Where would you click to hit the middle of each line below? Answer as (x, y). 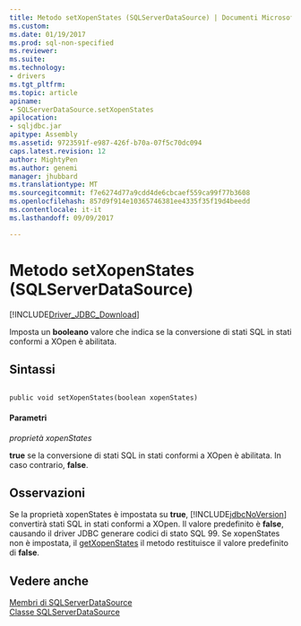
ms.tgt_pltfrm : (38, 84)
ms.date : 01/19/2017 (48, 34)
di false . (25, 552)
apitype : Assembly (43, 135)
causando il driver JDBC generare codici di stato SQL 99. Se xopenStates (145, 533)
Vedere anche (49, 581)
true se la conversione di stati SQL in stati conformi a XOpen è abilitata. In (146, 455)
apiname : (26, 101)
